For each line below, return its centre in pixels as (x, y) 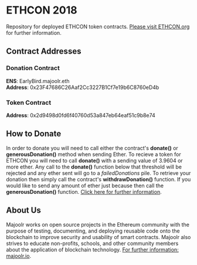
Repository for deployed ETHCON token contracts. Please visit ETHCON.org (98, 26)
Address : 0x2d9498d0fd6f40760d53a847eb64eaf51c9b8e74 (81, 115)
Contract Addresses (44, 52)
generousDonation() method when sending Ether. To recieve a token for (94, 154)
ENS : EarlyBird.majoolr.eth (38, 81)
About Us (23, 211)
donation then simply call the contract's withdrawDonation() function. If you (98, 179)
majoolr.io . (18, 256)
